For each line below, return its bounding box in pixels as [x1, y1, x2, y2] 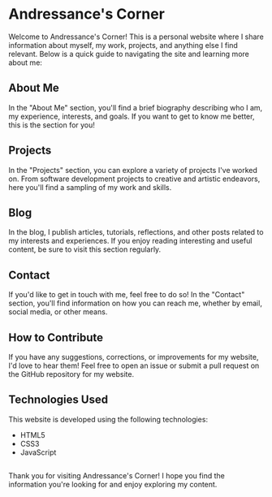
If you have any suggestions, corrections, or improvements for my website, [8, 352, 259, 361]
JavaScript [19, 447, 57, 457]
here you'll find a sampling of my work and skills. [8, 182, 172, 192]
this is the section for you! [8, 119, 96, 130]
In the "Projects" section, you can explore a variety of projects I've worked [8, 165, 257, 175]
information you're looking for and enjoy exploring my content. [8, 480, 218, 490]
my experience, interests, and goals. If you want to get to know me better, [8, 111, 255, 121]
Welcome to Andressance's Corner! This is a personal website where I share [8, 32, 264, 41]
